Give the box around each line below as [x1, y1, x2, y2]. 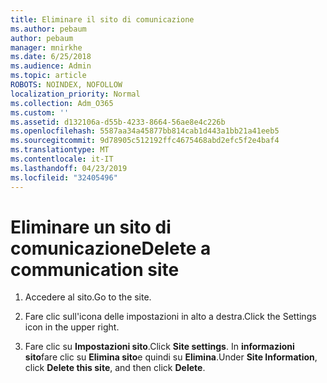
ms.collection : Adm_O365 [10, 98, 114, 108]
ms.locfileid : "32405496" [10, 172, 118, 183]
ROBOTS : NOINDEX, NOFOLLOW [10, 80, 123, 90]
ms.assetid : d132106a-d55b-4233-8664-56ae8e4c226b [10, 117, 226, 127]
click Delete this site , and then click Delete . [24, 362, 206, 374]
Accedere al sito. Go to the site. [24, 291, 152, 303]
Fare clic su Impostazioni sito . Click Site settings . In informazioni [24, 341, 295, 353]
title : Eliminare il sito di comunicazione [10, 14, 195, 25]
